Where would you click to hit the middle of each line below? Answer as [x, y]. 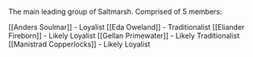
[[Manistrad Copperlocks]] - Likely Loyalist [79, 44]
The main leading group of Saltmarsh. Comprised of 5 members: [116, 12]
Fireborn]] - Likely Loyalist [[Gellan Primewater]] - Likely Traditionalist [124, 36]
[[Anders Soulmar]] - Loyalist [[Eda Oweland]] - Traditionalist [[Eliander [126, 27]
